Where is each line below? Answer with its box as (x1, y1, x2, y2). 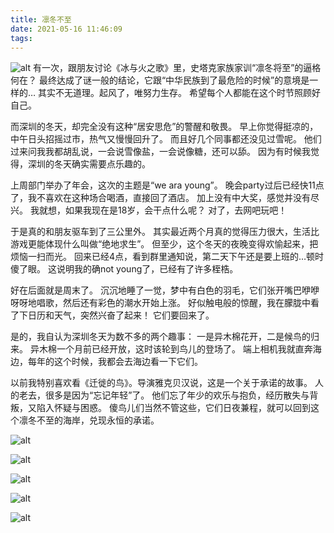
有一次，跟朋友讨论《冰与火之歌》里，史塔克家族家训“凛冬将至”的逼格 (32, 62, 322, 74)
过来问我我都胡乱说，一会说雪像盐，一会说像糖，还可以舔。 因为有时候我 (10, 146, 311, 158)
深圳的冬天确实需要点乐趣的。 (27, 158, 151, 170)
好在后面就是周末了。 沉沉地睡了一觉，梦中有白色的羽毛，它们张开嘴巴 (10, 284, 302, 296)
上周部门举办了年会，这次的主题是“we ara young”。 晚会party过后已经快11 (10, 179, 316, 191)
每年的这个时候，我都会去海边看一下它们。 (27, 356, 203, 368)
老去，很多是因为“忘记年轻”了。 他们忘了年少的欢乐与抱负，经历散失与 (18, 389, 310, 401)
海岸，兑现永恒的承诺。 (62, 414, 160, 426)
